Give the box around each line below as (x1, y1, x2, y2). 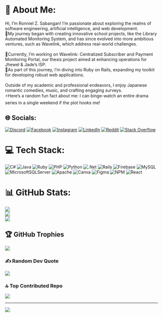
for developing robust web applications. (5, 72, 85, 78)
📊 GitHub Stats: (5, 187, 71, 198)
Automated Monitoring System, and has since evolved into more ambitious (5, 36, 154, 42)
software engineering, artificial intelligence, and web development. (5, 25, 138, 31)
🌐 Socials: (5, 114, 37, 122)
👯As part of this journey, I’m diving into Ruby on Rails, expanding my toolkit (5, 66, 155, 72)
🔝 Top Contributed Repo (5, 282, 63, 289)
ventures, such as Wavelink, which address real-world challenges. (5, 41, 137, 47)
